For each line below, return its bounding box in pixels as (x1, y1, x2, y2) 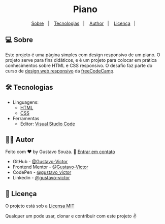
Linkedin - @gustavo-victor (12, 175, 70, 181)
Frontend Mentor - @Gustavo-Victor (12, 164, 89, 170)
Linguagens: (12, 99, 39, 105)
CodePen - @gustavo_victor (12, 169, 72, 175)
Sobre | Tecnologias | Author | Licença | (31, 20, 136, 26)
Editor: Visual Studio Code (20, 121, 75, 127)
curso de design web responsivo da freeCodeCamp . (5, 67, 115, 74)
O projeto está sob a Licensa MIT (5, 203, 75, 209)
